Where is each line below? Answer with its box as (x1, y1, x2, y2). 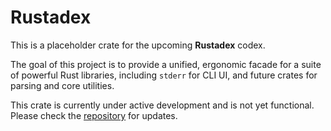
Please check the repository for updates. (10, 109, 178, 121)
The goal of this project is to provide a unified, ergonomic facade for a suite (10, 58, 322, 70)
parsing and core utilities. (10, 79, 115, 91)
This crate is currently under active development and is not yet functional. (10, 99, 315, 111)
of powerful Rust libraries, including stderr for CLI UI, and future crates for (10, 69, 318, 81)
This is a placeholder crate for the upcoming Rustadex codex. (10, 39, 266, 51)
